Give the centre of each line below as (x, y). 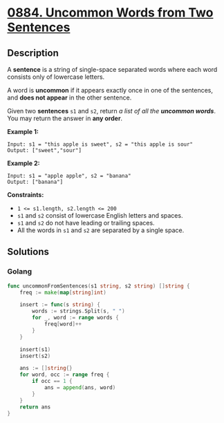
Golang (20, 272)
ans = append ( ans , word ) (80, 388)
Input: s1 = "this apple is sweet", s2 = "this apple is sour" (100, 144)
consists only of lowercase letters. (56, 77)
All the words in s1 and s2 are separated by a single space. (101, 230)
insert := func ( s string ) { (60, 305)
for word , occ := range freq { (65, 375)
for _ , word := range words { (75, 318)
